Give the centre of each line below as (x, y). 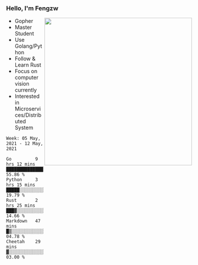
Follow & (25, 59)
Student (24, 34)
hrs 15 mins (21, 185)
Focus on (26, 71)
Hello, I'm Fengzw (32, 8)
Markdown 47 (24, 221)
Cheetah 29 (24, 242)
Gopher (24, 21)
